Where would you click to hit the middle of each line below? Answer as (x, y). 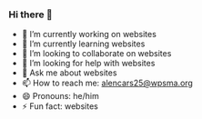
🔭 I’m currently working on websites (89, 35)
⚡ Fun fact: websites (60, 106)
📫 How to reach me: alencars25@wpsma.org (107, 83)
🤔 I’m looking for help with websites (88, 64)
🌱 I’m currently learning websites (83, 44)
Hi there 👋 (31, 15)
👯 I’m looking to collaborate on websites (96, 54)
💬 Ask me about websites (69, 73)
